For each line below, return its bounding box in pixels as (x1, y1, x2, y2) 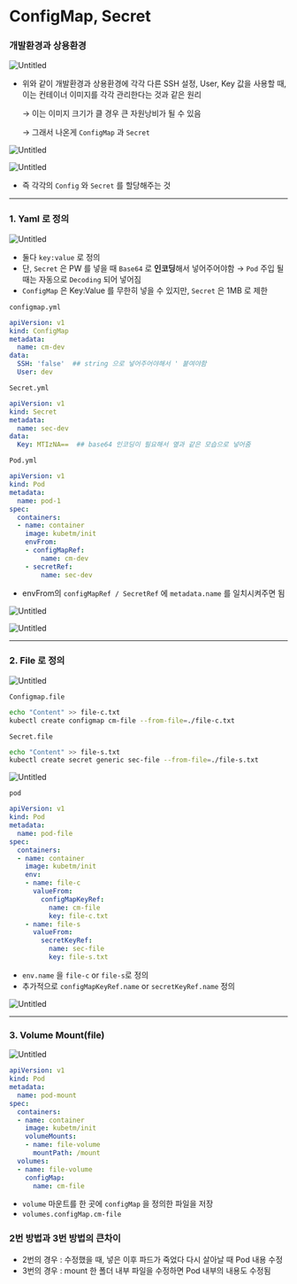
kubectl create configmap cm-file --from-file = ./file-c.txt (9, 715, 236, 725)
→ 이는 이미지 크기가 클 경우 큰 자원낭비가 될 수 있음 (21, 108, 202, 119)
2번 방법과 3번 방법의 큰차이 (9, 1233, 121, 1245)
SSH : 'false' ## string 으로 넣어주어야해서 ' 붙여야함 (17, 360, 208, 368)
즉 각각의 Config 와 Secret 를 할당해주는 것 (21, 180, 171, 191)
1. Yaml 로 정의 (9, 213, 69, 225)
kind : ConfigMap (9, 326, 69, 336)
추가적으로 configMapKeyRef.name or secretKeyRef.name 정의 (21, 980, 236, 991)
